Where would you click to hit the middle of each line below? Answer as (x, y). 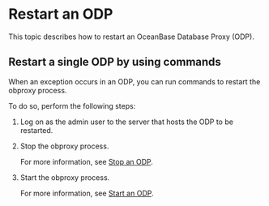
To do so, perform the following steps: (72, 105)
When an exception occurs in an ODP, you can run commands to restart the (134, 81)
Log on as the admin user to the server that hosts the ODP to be (126, 122)
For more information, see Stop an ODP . (87, 161)
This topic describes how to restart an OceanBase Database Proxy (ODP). (132, 36)
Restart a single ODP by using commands (115, 62)
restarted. (36, 130)
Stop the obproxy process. (64, 146)
